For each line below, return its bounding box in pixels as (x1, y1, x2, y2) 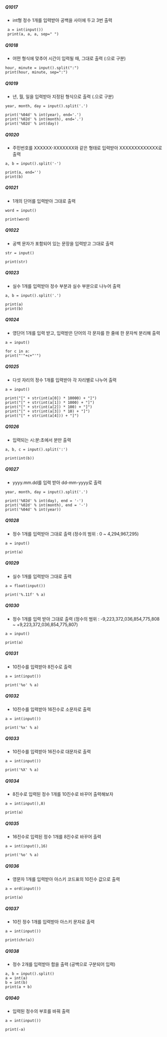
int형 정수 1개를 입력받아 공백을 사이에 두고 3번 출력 (12, 17, 113, 23)
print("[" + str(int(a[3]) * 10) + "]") (5, 408, 91, 414)
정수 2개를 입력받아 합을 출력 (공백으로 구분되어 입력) (12, 961, 116, 967)
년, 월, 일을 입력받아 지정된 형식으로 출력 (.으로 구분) (12, 93, 114, 100)
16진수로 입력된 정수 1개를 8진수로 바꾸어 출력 (12, 834, 101, 840)
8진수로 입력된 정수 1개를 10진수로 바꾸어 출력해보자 (12, 791, 114, 797)
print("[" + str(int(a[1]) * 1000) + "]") (5, 400, 95, 405)
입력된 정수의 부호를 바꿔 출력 (12, 1008, 70, 1014)
